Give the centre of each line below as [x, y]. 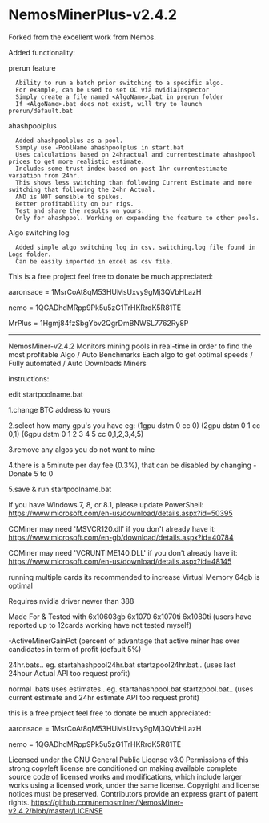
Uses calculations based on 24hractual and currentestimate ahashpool [136, 154]
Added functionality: [42, 52]
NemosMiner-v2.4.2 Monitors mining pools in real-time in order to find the [130, 346]
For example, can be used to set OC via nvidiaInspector [112, 90]
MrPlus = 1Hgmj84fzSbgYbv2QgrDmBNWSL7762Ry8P [98, 323]
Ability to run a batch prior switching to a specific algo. [120, 83]
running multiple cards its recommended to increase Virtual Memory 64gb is [134, 577]
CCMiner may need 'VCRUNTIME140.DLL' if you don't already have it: [123, 552]
